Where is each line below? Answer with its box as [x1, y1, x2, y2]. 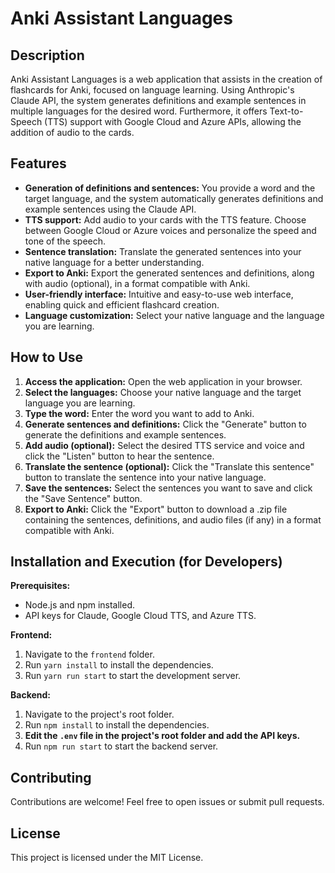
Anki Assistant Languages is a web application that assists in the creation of [10, 73, 323, 85]
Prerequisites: [10, 580, 71, 592]
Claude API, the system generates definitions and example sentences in [10, 95, 307, 106]
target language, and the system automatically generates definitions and [24, 192, 324, 204]
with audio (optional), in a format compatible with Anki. [24, 277, 251, 289]
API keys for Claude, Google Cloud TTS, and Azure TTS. [24, 610, 257, 622]
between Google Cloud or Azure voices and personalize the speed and [24, 224, 317, 236]
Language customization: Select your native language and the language [24, 309, 325, 321]
